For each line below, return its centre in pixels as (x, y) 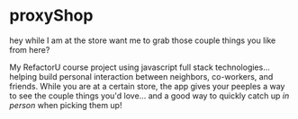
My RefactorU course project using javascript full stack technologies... (140, 67)
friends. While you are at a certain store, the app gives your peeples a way (147, 86)
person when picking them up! (66, 105)
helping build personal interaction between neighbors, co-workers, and (141, 76)
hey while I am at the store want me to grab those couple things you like (143, 40)
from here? (30, 49)
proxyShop (51, 16)
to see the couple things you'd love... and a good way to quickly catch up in (149, 96)
